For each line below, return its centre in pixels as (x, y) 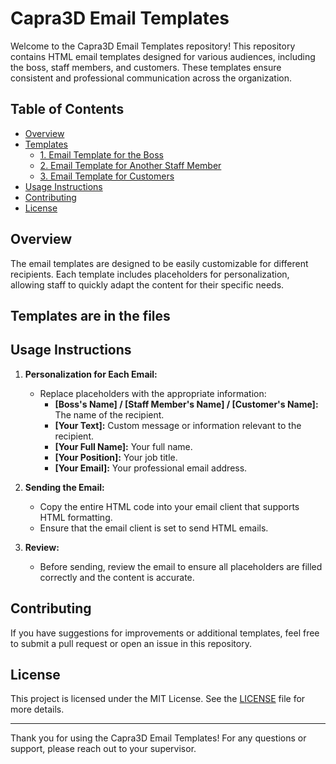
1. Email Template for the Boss (101, 154)
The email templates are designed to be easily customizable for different (159, 263)
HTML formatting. (76, 517)
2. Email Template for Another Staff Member (130, 165)
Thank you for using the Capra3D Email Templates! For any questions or (158, 738)
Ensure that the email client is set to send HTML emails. (154, 528)
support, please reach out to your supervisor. (103, 749)
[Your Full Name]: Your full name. (123, 446)
